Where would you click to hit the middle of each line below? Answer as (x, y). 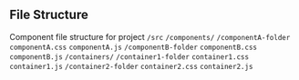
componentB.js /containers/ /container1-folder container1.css (129, 57)
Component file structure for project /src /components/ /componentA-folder (150, 36)
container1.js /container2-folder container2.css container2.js (131, 66)
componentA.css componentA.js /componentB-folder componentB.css (134, 47)
